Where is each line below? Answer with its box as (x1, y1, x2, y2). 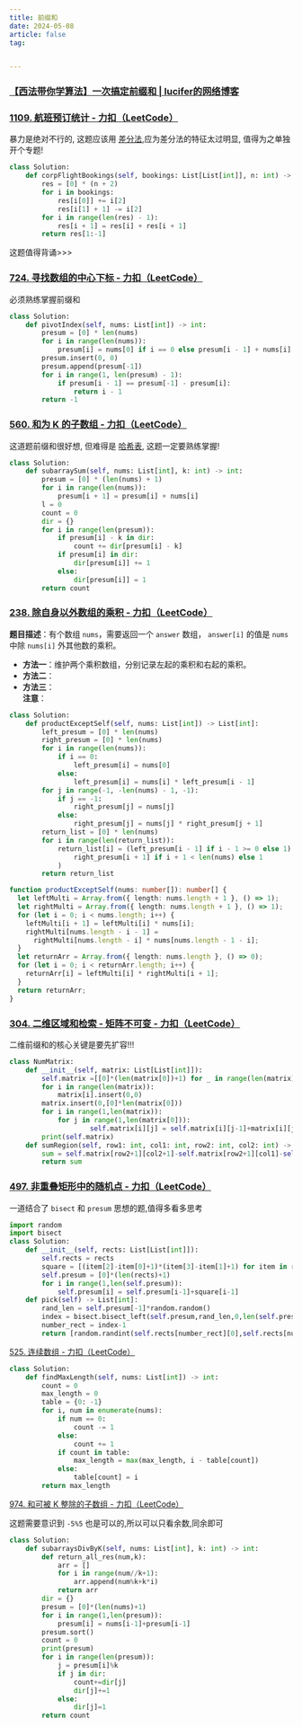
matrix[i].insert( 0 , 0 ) (57, 1091, 143, 1100)
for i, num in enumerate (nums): (41, 1406, 164, 1415)
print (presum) (41, 1644, 94, 1653)
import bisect (9, 1228, 63, 1238)
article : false (9, 30, 67, 39)
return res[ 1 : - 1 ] (41, 230, 106, 239)
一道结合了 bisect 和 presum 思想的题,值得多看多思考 (9, 1202, 203, 1213)
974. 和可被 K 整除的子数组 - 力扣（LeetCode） (9, 1498, 184, 1510)
